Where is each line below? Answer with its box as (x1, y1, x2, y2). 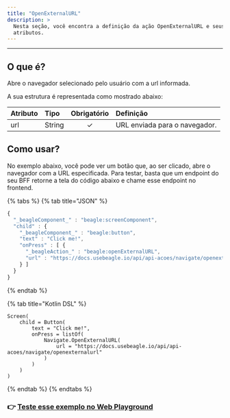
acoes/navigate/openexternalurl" (7, 349, 103, 356)
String (44, 121, 64, 130)
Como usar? (7, 143, 60, 155)
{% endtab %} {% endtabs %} (7, 384, 92, 393)
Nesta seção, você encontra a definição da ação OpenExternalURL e (13, 23, 210, 29)
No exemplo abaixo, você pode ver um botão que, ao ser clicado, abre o (7, 162, 211, 170)
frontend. (7, 183, 34, 192)
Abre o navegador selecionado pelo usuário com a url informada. (7, 79, 190, 88)
